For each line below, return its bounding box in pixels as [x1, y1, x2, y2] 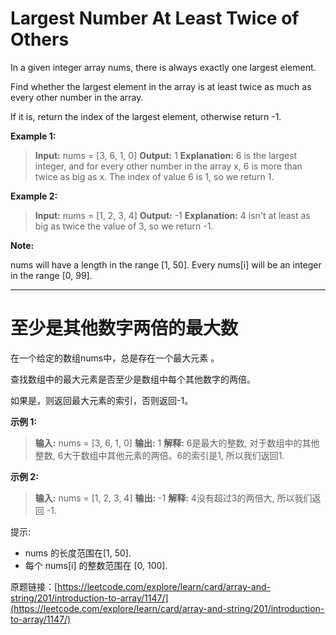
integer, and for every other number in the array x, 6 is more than [34, 160, 303, 172]
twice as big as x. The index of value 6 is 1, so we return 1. [34, 170, 275, 182]
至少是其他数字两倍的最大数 [10, 317, 239, 340]
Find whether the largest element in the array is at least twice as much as [10, 80, 312, 92]
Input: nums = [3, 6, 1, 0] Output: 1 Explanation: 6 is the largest [34, 149, 298, 161]
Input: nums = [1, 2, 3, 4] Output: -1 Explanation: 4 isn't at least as [34, 209, 311, 221]
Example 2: [10, 190, 58, 202]
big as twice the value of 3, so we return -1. [34, 220, 214, 232]
